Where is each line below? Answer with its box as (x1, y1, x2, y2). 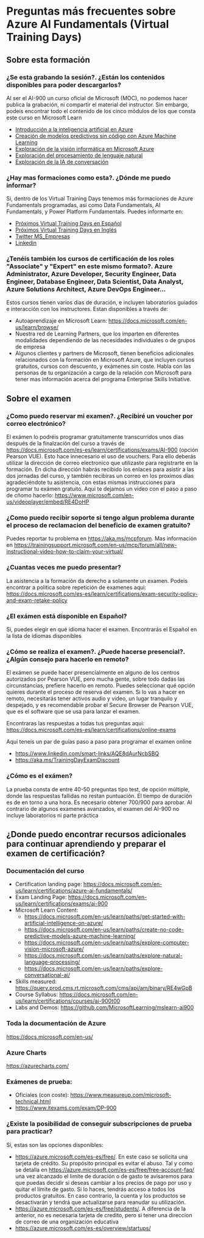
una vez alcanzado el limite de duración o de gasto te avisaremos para (15, 1172, 192, 1180)
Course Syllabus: (15, 991, 58, 998)
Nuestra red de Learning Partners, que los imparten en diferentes (15, 330, 180, 337)
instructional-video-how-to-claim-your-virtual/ (6, 548, 124, 555)
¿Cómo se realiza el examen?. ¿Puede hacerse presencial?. (6, 647, 186, 656)
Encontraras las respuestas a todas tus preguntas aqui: (6, 720, 145, 727)
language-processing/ (24, 958, 80, 966)
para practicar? (6, 1127, 53, 1136)
